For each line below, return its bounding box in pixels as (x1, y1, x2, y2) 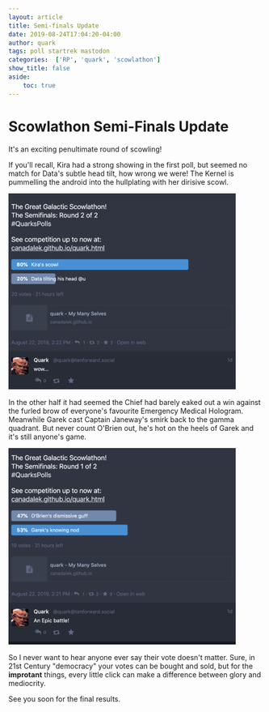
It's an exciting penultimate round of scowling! (8, 144, 162, 154)
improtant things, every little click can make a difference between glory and (8, 669, 262, 680)
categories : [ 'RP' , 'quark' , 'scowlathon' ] (8, 56, 161, 64)
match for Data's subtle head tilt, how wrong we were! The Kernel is (8, 168, 234, 178)
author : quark (8, 39, 57, 47)
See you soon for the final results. (8, 693, 121, 704)
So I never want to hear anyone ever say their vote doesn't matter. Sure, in (8, 652, 256, 662)
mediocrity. (8, 678, 46, 688)
